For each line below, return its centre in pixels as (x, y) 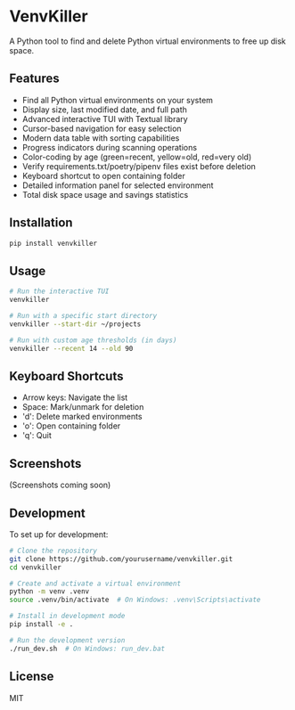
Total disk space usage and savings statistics (105, 194)
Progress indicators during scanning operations (110, 147)
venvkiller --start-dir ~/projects (75, 324)
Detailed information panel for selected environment (118, 185)
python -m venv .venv (49, 592)
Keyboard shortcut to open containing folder (103, 175)
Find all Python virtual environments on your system (118, 100)
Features (34, 79)
